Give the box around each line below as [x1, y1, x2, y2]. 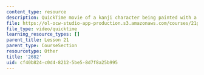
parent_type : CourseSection [6, 43, 78, 49]
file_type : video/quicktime [6, 25, 78, 32]
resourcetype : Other [6, 48, 59, 54]
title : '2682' [6, 54, 42, 60]
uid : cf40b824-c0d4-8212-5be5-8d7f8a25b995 [6, 59, 118, 65]
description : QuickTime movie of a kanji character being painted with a [6, 15, 197, 21]
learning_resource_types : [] [6, 31, 80, 37]
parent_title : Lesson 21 [6, 37, 69, 43]
